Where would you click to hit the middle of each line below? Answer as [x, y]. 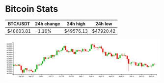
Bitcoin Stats [32, 9]
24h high [76, 24]
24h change [48, 24]
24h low [104, 24]
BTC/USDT [19, 24]
